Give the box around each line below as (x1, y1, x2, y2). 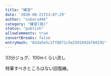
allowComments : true (5, 31, 49, 36)
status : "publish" (5, 26, 44, 31)
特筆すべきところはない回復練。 (5, 65, 71, 71)
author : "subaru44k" (5, 17, 49, 22)
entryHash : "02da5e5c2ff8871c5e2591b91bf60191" (5, 40, 107, 45)
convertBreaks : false (5, 36, 51, 41)
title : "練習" (5, 7, 34, 13)
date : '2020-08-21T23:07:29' (5, 12, 66, 17)
